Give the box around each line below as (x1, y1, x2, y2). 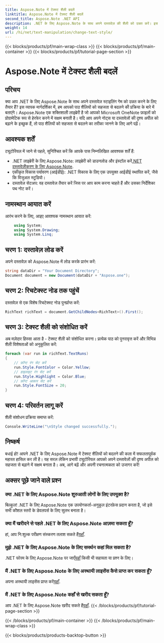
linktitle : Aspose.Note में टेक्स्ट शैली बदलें (5, 12, 84, 17)
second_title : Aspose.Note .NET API (5, 16, 80, 21)
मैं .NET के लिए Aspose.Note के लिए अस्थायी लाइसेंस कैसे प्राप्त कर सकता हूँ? (5, 567, 152, 574)
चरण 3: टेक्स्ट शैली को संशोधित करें (5, 323, 88, 331)
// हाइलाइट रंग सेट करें (14, 369, 51, 374)
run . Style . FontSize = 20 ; (14, 383, 67, 388)
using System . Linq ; (14, 232, 54, 237)
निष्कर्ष (5, 437, 20, 446)
